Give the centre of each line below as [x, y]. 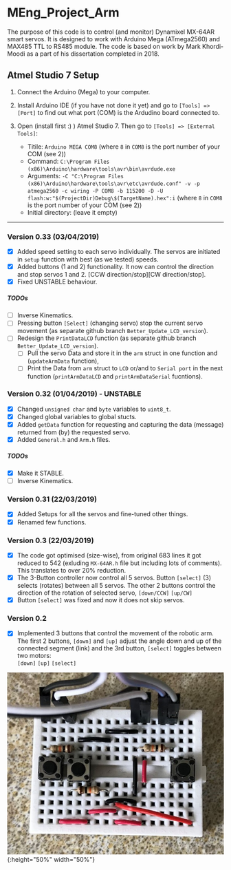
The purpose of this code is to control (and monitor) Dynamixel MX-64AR [111, 32]
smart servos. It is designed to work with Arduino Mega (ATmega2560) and [113, 39]
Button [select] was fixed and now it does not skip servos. [101, 600]
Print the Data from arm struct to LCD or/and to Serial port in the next [125, 368]
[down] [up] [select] [47, 664]
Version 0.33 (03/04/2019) [53, 237]
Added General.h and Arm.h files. [64, 439]
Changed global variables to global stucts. [77, 416]
